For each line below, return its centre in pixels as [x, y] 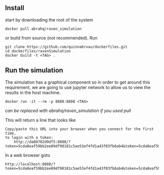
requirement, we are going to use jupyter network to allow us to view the [78, 87]
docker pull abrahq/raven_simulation [43, 29]
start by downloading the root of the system [49, 20]
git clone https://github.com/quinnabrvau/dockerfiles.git [66, 47]
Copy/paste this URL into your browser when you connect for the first [79, 129]
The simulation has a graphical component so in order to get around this [78, 82]
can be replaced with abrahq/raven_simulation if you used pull [68, 110]
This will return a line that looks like [41, 120]
